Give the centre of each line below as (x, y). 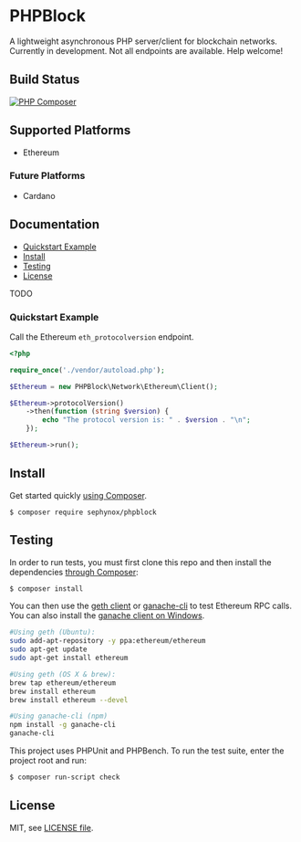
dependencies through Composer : (74, 572)
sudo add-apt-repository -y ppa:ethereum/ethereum (108, 641)
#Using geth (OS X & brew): (63, 674)
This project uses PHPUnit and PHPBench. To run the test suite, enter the (147, 751)
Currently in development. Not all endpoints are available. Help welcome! (146, 50)
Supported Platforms (70, 130)
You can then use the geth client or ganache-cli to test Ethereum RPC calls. (150, 606)
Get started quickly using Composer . (78, 495)
